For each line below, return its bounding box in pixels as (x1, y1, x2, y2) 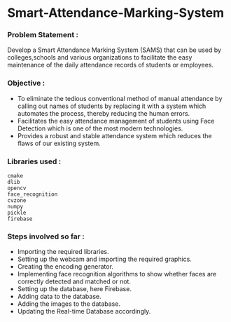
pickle (7, 209, 27, 217)
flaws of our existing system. (17, 139, 101, 147)
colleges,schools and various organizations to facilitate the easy (7, 53, 192, 62)
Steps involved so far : (7, 232, 85, 241)
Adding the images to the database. (17, 300, 121, 308)
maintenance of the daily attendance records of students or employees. (7, 61, 214, 69)
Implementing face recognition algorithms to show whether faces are (17, 270, 217, 279)
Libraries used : (7, 156, 62, 166)
